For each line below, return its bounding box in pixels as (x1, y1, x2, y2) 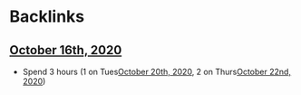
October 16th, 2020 (9, 43, 122, 58)
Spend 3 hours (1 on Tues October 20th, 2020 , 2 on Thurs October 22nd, (22, 66, 292, 77)
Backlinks (9, 6, 85, 27)
